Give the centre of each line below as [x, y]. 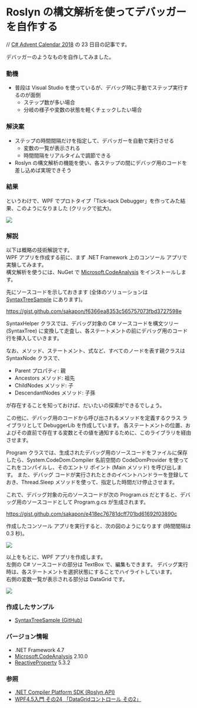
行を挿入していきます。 [34, 338]
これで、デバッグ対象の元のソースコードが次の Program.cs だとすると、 [93, 495]
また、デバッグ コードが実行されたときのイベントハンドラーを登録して [103, 475]
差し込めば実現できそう [43, 170]
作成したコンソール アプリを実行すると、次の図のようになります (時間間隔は [98, 526]
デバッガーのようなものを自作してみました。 [60, 57]
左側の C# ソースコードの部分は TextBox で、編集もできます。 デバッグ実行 [97, 565]
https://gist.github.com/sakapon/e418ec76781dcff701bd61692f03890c [92, 514]
